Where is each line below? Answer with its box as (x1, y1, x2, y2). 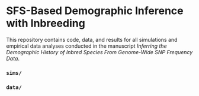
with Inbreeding (6, 16, 86, 30)
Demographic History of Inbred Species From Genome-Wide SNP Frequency (6, 48, 193, 55)
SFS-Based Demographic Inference (6, 4, 184, 18)
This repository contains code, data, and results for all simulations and (6, 36, 178, 43)
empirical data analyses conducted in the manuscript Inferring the (6, 42, 167, 49)
